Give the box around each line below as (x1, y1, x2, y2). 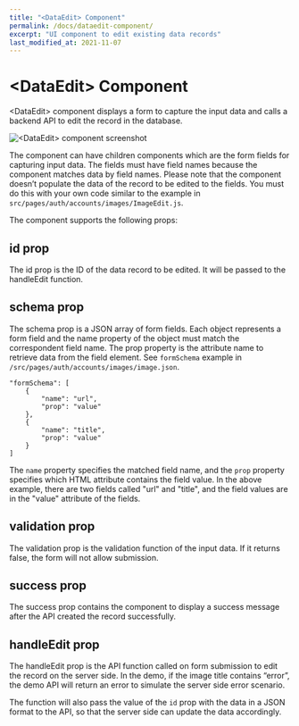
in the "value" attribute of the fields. (9, 493, 141, 504)
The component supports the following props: (9, 215, 179, 226)
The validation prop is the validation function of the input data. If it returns (9, 542, 281, 554)
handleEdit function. (9, 274, 83, 284)
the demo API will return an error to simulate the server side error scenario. (9, 680, 286, 690)
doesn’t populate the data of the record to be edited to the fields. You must (9, 179, 284, 189)
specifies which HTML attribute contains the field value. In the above (9, 474, 262, 485)
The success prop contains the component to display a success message (9, 602, 280, 613)
